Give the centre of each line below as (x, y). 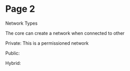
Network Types (21, 23)
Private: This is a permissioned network (47, 43)
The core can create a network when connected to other (65, 33)
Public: (13, 53)
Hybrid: (13, 63)
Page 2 (20, 9)
